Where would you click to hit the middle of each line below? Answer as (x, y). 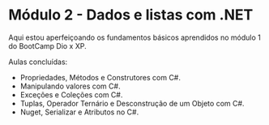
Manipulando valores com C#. (70, 86)
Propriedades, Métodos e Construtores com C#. (100, 77)
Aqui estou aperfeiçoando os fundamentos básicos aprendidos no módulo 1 (134, 37)
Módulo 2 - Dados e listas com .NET (131, 15)
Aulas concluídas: (38, 62)
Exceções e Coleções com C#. (71, 94)
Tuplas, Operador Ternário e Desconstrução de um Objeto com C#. (132, 103)
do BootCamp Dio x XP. (47, 45)
